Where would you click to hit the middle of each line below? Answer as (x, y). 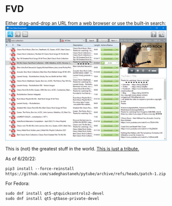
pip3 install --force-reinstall (40, 169)
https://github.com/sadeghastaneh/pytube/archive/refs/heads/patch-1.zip (86, 174)
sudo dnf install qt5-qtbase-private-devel (52, 199)
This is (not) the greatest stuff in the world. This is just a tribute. (72, 149)
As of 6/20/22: (21, 159)
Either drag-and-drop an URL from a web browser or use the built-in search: (86, 23)
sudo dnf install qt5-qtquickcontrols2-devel (55, 194)
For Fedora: (17, 183)
